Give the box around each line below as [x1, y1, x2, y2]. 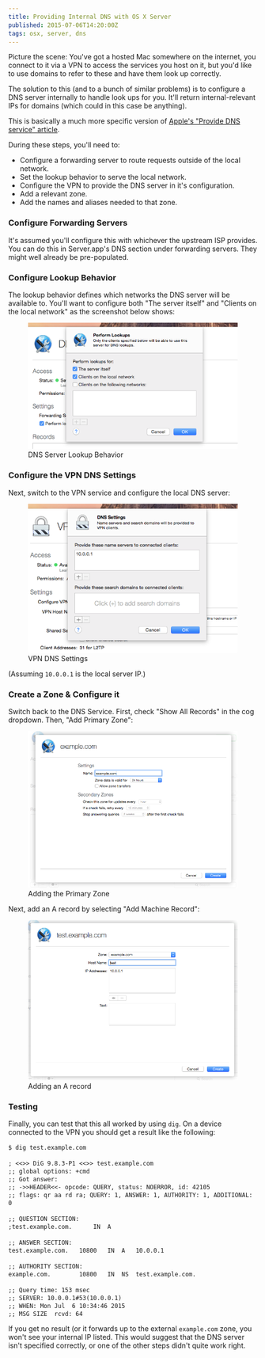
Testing [8, 1101, 38, 1113]
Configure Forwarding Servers [8, 218, 128, 229]
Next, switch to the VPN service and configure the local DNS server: [8, 488, 231, 497]
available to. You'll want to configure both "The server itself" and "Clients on [8, 298, 257, 308]
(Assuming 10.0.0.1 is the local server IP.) [8, 669, 146, 679]
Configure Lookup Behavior [8, 272, 116, 283]
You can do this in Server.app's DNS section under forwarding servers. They [8, 244, 257, 253]
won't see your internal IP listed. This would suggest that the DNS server [8, 1333, 245, 1342]
